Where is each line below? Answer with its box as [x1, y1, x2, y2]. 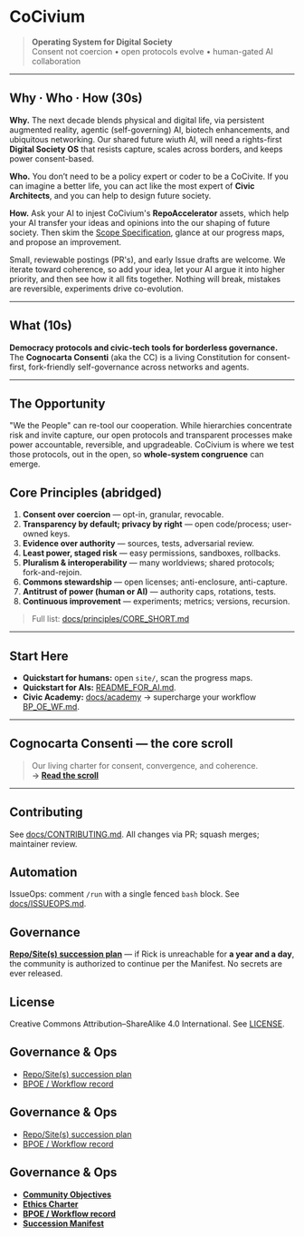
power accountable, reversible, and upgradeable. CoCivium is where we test [9, 439, 295, 450]
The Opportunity [9, 396, 106, 411]
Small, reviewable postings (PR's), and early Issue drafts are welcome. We [9, 254, 287, 265]
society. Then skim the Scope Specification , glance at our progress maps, [9, 227, 285, 238]
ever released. [9, 968, 63, 979]
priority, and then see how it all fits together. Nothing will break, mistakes [9, 273, 281, 284]
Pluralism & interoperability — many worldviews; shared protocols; [22, 557, 275, 568]
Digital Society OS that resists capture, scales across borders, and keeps [9, 143, 283, 154]
